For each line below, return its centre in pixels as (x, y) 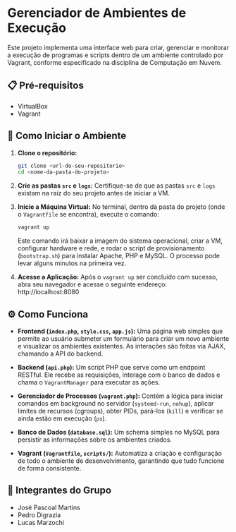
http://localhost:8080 (48, 292)
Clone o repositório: (47, 152)
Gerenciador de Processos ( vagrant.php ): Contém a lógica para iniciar (120, 396)
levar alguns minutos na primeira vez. (72, 263)
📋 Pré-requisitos (46, 86)
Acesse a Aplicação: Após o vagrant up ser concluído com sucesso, (118, 277)
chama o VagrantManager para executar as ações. (89, 382)
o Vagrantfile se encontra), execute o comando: (88, 214)
